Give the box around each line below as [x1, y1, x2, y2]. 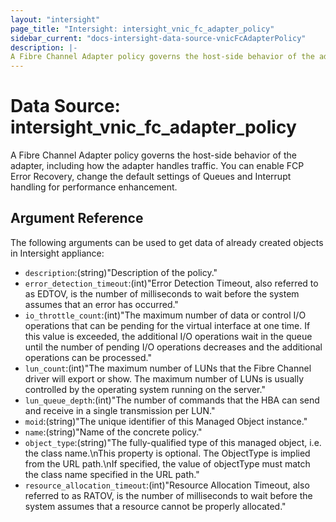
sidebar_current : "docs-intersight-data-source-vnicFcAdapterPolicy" [10, 33, 307, 43]
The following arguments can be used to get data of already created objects [10, 236, 324, 248]
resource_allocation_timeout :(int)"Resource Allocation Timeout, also [24, 479, 310, 491]
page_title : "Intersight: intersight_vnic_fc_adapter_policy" [10, 24, 275, 34]
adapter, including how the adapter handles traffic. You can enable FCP [10, 160, 305, 172]
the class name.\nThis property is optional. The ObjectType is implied [24, 447, 311, 459]
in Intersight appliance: [10, 247, 105, 259]
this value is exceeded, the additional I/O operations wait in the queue [24, 330, 313, 342]
